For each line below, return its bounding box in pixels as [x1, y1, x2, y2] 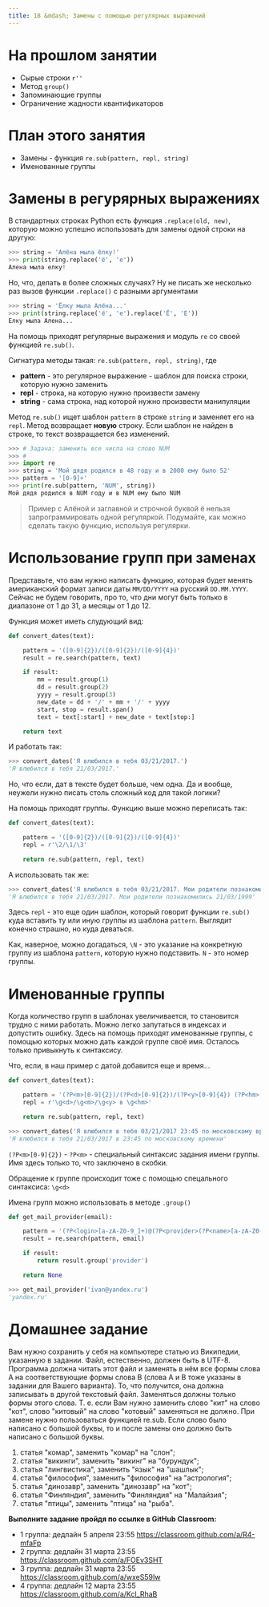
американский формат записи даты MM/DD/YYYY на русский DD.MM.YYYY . [8, 583, 249, 593]
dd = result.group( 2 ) [37, 683, 110, 692]
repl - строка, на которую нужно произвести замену [19, 388, 200, 398]
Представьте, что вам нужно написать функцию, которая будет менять [8, 575, 253, 585]
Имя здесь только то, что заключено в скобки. [8, 1157, 168, 1167]
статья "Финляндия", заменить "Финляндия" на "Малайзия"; [19, 1490, 227, 1500]
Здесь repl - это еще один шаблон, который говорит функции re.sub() [8, 907, 251, 917]
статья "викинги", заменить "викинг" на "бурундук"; [19, 1456, 199, 1465]
